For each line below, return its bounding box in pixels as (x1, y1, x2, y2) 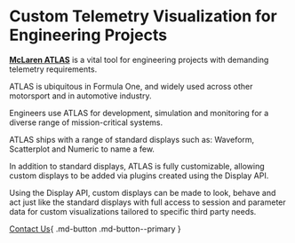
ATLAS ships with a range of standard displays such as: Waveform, (9, 134, 255, 145)
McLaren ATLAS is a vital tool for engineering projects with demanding (9, 54, 269, 65)
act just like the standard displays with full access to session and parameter (9, 197, 286, 208)
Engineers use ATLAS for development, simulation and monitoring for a (9, 107, 269, 118)
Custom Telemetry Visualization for (9, 6, 277, 27)
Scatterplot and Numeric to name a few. (9, 144, 155, 154)
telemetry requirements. (9, 64, 98, 74)
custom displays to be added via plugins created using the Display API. (9, 170, 269, 181)
